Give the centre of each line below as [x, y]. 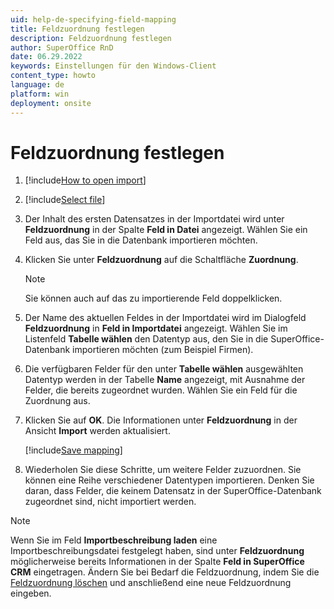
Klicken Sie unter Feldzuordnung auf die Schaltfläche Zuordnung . [161, 260]
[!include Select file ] [65, 200]
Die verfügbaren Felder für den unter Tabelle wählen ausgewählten [164, 369]
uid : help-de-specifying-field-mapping [93, 19]
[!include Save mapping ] [73, 450]
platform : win [40, 94]
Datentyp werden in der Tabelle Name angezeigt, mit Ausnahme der [165, 380]
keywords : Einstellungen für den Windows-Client [113, 66]
